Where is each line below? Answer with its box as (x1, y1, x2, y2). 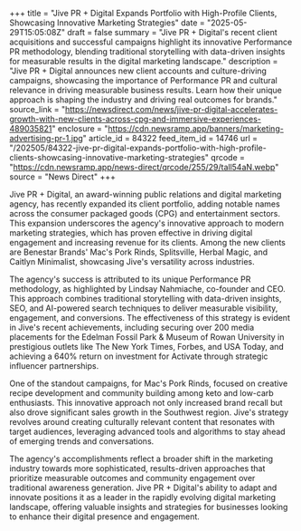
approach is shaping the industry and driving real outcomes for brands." (9, 94, 277, 105)
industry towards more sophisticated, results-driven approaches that (9, 463, 266, 474)
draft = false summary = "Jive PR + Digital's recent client (67, 27, 277, 37)
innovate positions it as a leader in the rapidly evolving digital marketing (9, 492, 276, 502)
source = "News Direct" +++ (9, 171, 116, 182)
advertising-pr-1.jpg (9, 133, 83, 143)
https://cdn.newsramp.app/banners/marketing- (108, 123, 285, 134)
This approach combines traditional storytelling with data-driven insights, (9, 294, 282, 304)
